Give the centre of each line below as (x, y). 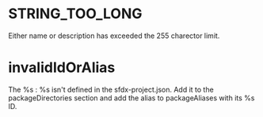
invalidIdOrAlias (62, 68)
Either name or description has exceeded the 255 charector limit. (114, 36)
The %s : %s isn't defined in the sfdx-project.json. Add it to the (111, 89)
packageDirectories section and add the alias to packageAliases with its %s (131, 98)
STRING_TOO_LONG (75, 14)
